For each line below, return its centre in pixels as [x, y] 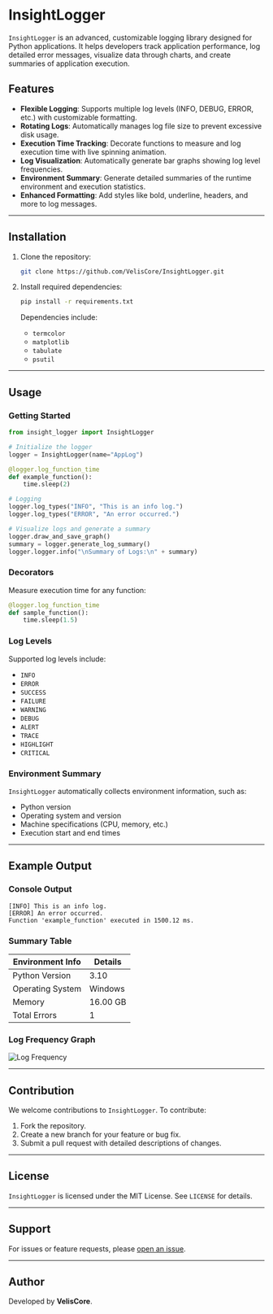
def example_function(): [50, 477]
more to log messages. [58, 203]
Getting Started [39, 415]
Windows [107, 989]
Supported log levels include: [57, 659]
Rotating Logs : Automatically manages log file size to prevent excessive [141, 126]
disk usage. [39, 134]
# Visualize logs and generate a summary [80, 529]
